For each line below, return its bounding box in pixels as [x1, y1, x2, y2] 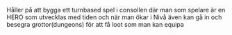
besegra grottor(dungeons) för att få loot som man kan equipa [6, 21, 185, 28]
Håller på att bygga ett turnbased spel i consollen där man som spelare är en [6, 6, 226, 14]
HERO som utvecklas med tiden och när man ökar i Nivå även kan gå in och [6, 13, 222, 21]
